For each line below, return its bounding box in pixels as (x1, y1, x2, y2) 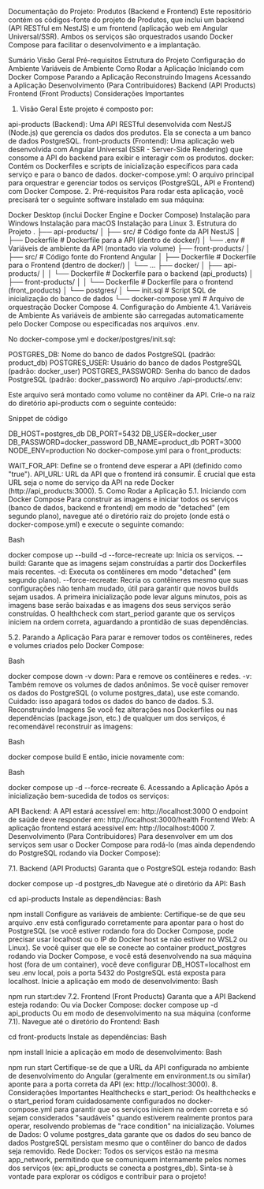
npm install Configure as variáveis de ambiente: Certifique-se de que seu (8, 910, 246, 919)
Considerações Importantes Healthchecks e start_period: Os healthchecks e (8, 1088, 257, 1097)
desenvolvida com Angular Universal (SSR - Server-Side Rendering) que (8, 145, 243, 154)
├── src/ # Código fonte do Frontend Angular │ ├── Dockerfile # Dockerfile (8, 252, 256, 261)
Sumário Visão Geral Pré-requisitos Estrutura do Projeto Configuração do (8, 55, 246, 65)
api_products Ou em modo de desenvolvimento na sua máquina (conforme (8, 1008, 251, 1018)
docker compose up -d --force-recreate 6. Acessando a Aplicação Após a (8, 783, 249, 792)
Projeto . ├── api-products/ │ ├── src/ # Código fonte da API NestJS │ (8, 227, 241, 236)
